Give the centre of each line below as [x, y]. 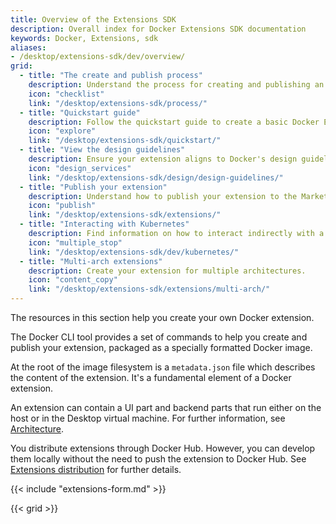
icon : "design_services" [80, 168]
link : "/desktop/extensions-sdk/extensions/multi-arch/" [149, 289]
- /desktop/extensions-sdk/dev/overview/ [98, 57]
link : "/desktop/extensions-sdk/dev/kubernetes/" [134, 252]
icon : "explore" [62, 131]
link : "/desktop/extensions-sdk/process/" [118, 103]
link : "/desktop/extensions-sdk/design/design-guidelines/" [156, 177]
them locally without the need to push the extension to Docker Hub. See [158, 459]
